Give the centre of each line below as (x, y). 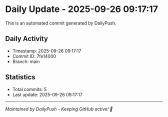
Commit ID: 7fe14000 (34, 56)
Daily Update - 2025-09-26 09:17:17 (82, 9)
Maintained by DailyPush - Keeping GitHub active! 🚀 (59, 109)
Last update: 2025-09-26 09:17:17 (47, 94)
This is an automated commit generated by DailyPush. (61, 23)
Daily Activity (27, 39)
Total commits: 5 (29, 89)
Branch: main (26, 61)
